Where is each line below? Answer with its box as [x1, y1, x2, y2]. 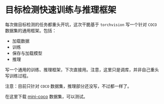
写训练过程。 [5, 73, 31, 79]
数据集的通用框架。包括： [5, 27, 57, 33]
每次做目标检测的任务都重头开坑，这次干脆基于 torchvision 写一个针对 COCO [5, 21, 157, 27]
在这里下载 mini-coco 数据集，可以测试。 [5, 93, 88, 99]
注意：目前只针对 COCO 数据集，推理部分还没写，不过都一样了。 [5, 83, 132, 89]
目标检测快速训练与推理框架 [5, 4, 117, 16]
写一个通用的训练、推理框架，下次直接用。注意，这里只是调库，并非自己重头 [5, 66, 159, 72]
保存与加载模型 [12, 50, 42, 56]
